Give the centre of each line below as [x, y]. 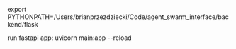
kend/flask [23, 24]
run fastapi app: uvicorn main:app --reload [70, 38]
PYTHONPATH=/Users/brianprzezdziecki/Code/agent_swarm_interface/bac [118, 17]
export [17, 9]
